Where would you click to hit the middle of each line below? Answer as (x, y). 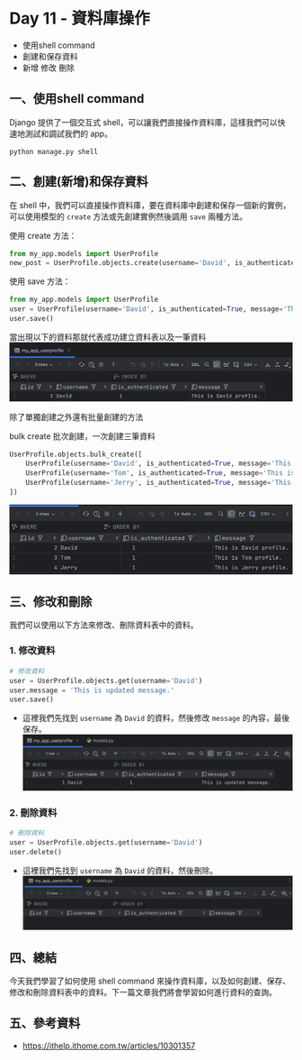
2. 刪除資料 (33, 812)
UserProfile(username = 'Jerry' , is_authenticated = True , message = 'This (159, 483)
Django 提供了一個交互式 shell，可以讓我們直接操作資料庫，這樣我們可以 (144, 122)
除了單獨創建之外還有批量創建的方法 (76, 416)
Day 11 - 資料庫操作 (80, 18)
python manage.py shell (54, 151)
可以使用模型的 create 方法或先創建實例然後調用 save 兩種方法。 (129, 216)
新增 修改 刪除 (48, 68)
